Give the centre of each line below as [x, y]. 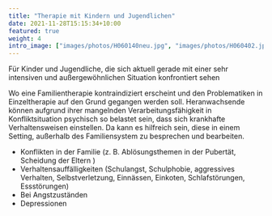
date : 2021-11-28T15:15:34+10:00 [65, 23]
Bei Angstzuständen [54, 195]
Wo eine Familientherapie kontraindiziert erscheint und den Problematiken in [136, 93]
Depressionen [43, 204]
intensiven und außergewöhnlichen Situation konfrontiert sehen [114, 78]
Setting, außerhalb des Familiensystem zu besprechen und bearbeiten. [126, 136]
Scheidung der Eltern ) [57, 161]
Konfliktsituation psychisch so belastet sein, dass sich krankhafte [117, 119]
